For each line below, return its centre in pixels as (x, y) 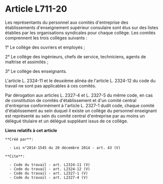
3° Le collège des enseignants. (36, 71)
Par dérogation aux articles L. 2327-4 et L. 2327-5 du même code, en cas (79, 95)
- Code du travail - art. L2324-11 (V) (50, 165)
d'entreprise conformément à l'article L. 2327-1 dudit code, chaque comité (80, 105)
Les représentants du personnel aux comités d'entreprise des (67, 22)
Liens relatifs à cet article (31, 130)
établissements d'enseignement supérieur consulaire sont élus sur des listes (82, 27)
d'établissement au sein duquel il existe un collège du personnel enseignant (81, 111)
